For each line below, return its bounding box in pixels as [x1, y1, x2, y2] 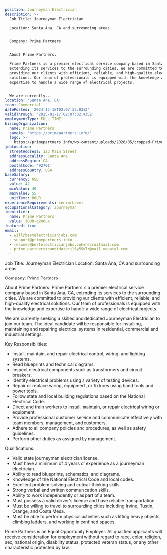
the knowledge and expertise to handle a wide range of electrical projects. [5, 306, 158, 312]
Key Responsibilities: [5, 341, 48, 347]
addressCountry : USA [9, 168, 52, 173]
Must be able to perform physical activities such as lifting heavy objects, [12, 514, 161, 520]
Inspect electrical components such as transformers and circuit [12, 367, 143, 373]
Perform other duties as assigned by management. [12, 436, 117, 442]
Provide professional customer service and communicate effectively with [12, 415, 162, 421]
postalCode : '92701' [9, 163, 52, 168]
